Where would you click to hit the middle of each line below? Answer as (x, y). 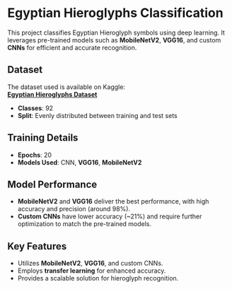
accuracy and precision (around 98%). (74, 209)
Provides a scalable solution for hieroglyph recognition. (98, 278)
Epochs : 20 (34, 155)
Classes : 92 (35, 108)
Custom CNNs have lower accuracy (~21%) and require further (110, 216)
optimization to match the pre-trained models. (85, 224)
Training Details (43, 138)
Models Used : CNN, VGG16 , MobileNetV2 (80, 162)
